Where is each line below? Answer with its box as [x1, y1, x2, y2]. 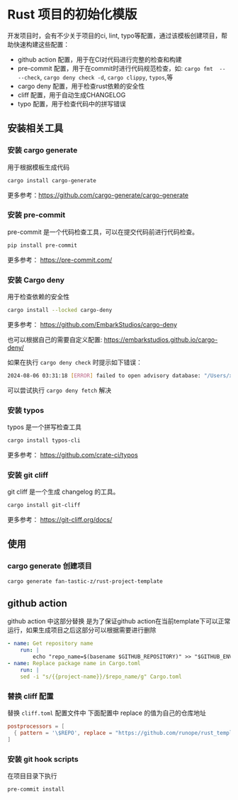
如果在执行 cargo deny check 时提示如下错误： [7, 357, 143, 366]
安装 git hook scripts [7, 754, 79, 764]
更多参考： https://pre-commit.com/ [7, 255, 113, 264]
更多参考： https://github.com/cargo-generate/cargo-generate [7, 191, 189, 199]
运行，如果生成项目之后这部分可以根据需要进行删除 [7, 626, 157, 635]
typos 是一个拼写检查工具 [7, 423, 82, 431]
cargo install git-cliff [7, 501, 81, 509]
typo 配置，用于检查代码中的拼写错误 [17, 99, 126, 108]
